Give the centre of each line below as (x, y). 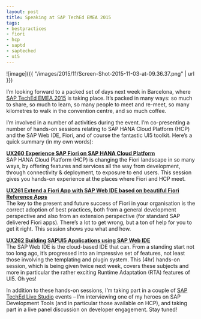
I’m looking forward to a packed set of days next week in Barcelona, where (98, 91)
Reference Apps (27, 196)
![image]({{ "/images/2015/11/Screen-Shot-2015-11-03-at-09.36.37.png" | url (100, 73)
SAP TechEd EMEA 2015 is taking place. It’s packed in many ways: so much (99, 98)
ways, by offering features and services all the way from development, (93, 166)
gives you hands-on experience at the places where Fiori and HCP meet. (96, 178)
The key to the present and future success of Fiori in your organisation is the (101, 203)
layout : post (22, 12)
